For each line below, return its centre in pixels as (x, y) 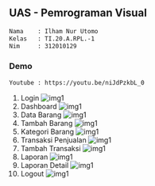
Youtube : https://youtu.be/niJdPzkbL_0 (77, 82)
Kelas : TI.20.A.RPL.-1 (52, 39)
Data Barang (41, 115)
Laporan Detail (45, 165)
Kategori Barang (47, 131)
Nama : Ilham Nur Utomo (54, 31)
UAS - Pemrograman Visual (78, 13)
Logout (32, 173)
